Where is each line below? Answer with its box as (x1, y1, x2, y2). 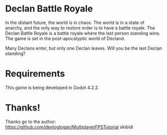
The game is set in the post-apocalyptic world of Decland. (5, 35, 125, 41)
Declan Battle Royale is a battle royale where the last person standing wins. (5, 30, 160, 36)
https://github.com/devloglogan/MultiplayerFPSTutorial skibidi (5, 123, 134, 130)
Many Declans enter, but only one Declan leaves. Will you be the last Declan (5, 45, 162, 51)
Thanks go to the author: (5, 118, 56, 124)
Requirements (5, 68, 65, 79)
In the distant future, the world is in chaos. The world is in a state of (5, 19, 144, 25)
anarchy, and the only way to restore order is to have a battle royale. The (5, 24, 155, 30)
